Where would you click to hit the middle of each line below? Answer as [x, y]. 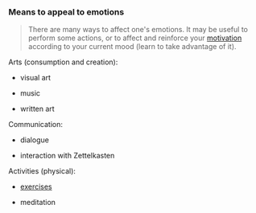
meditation [38, 203]
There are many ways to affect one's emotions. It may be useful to [138, 30]
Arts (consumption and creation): [63, 62]
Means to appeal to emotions [66, 12]
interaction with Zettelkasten [67, 156]
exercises [36, 186]
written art [37, 109]
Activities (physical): [42, 171]
